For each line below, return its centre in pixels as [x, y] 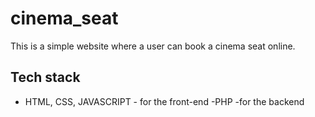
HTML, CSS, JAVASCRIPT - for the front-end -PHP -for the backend [164, 101]
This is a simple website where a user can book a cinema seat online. [153, 46]
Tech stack [45, 77]
